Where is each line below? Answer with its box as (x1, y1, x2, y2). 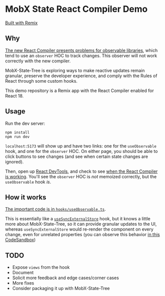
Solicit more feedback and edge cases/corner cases (12, 275, 120, 281)
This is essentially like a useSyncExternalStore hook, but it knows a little (5, 216, 151, 222)
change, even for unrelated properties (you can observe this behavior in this (5, 232, 160, 238)
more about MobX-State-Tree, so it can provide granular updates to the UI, (5, 221, 157, 227)
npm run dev (5, 134, 30, 139)
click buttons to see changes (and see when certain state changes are (5, 153, 148, 159)
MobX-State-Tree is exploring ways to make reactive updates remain (5, 67, 145, 73)
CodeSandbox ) (5, 237, 36, 243)
